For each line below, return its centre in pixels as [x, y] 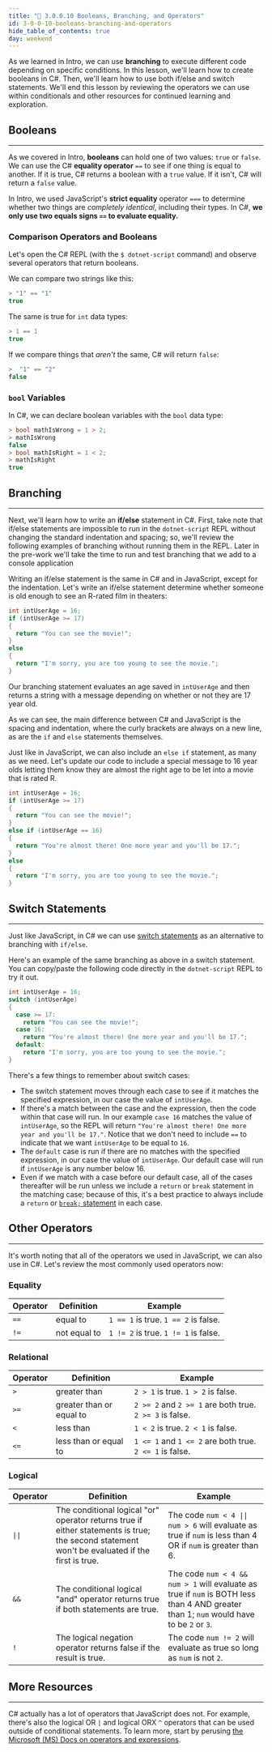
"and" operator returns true [108, 1599]
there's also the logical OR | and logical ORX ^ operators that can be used [132, 1723]
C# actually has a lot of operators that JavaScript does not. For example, [130, 1714]
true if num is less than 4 [212, 1536]
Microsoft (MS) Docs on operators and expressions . [95, 1740]
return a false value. [42, 183]
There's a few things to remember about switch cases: [99, 1075]
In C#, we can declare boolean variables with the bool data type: [116, 415]
